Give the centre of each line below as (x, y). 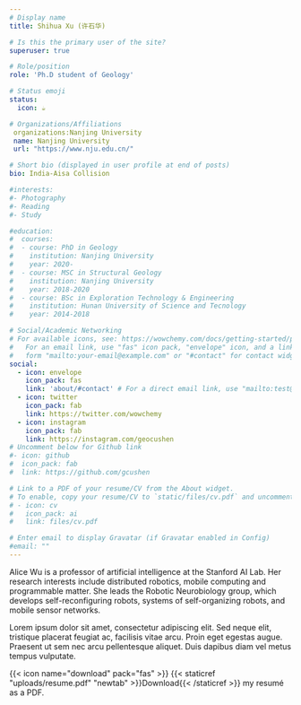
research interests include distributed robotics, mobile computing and (138, 581)
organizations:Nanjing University (77, 132)
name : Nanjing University (61, 141)
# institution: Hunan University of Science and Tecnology (128, 306)
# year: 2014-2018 (50, 315)
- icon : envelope (50, 372)
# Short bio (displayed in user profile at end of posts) (120, 165)
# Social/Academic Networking (66, 331)
